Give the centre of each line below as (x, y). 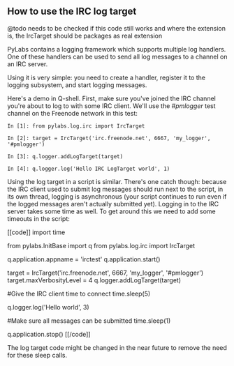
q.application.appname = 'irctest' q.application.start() (84, 259)
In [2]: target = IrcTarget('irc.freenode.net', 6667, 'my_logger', (109, 138)
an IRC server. (28, 64)
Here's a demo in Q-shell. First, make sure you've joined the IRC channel (112, 98)
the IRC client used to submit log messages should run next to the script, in (115, 189)
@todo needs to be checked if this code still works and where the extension (116, 28)
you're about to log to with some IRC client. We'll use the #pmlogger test (111, 106)
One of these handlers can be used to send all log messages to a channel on (117, 56)
